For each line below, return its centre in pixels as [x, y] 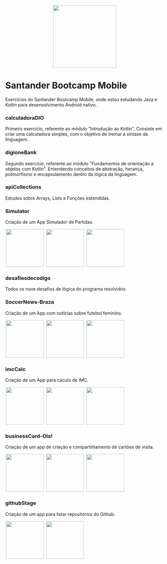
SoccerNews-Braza [30, 302]
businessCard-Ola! [29, 436]
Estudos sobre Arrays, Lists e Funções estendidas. [58, 198]
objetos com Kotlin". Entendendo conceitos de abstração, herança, [74, 169]
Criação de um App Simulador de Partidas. [50, 222]
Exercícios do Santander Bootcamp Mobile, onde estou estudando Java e [81, 99]
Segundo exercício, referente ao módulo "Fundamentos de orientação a [79, 163]
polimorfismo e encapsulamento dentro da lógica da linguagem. [71, 174]
